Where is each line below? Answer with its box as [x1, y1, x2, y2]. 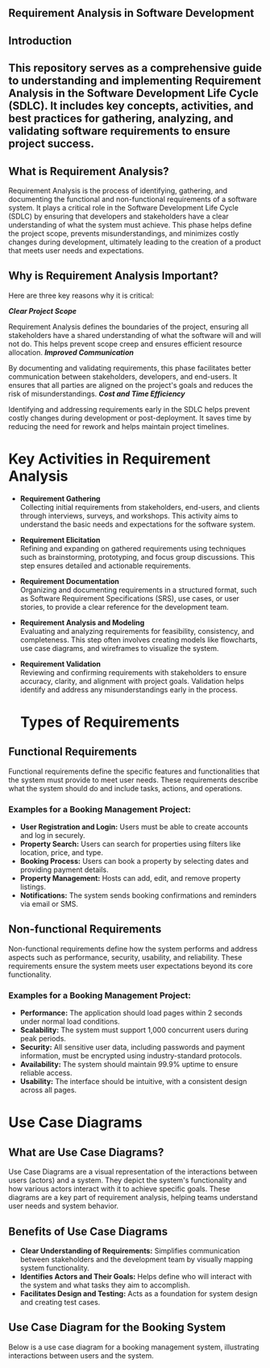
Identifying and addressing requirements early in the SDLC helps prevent [8, 404, 250, 414]
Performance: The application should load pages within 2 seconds [19, 1008, 243, 1018]
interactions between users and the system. [8, 1350, 155, 1360]
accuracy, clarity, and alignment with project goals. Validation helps [19, 676, 244, 686]
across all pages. [19, 1085, 77, 1095]
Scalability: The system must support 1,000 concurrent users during [19, 1025, 248, 1035]
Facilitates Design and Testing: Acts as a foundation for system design [19, 1288, 258, 1298]
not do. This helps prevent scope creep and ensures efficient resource [8, 339, 243, 348]
